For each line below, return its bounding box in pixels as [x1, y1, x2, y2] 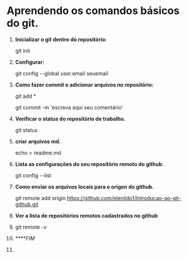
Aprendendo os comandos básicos [6, 4, 180, 18]
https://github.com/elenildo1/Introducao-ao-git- [67, 194, 182, 201]
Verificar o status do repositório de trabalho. [15, 115, 126, 122]
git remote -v [15, 223, 47, 231]
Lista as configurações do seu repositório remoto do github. [15, 160, 164, 167]
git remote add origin [15, 194, 66, 201]
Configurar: [15, 59, 44, 66]
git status [15, 126, 38, 133]
